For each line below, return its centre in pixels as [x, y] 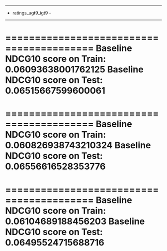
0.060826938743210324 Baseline [78, 145]
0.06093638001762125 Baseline [74, 70]
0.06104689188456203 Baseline [75, 221]
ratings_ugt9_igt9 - [32, 13]
